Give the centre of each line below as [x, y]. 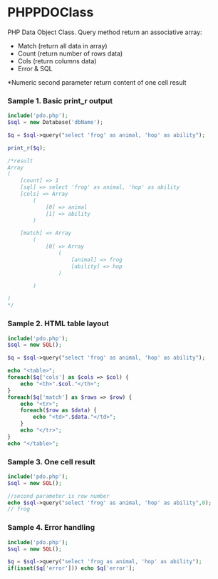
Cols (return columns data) [57, 61]
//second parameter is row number [59, 496]
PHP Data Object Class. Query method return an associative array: [105, 32]
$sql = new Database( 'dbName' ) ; [55, 122]
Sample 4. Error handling [51, 528]
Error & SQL [35, 68]
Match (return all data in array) [63, 46]
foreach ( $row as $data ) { [59, 410]
